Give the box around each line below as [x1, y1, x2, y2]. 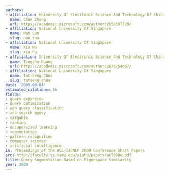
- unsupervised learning [5, 125, 57, 130]
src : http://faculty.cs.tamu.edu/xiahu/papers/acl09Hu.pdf [5, 153, 132, 158]
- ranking [5, 120, 26, 125]
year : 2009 [5, 162, 28, 167]
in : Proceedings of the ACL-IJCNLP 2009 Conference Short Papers [5, 148, 145, 153]
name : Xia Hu [10, 45, 37, 50]
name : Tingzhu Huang [10, 59, 53, 64]
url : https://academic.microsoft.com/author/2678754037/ [10, 64, 132, 69]
